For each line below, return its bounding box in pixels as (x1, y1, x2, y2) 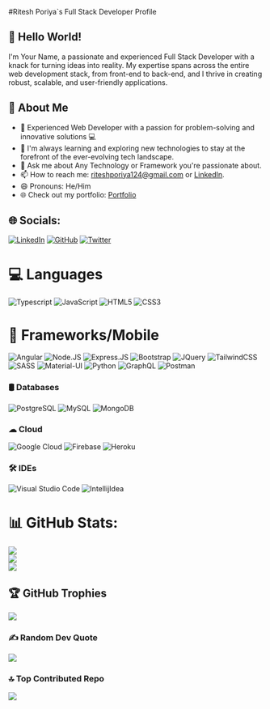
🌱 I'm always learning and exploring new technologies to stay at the (19, 143, 246, 153)
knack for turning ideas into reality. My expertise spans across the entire (8, 60, 250, 70)
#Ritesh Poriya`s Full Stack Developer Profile (8, 7, 157, 16)
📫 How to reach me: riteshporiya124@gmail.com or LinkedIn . (19, 169, 225, 179)
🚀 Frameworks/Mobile (8, 325, 160, 344)
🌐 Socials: (8, 214, 61, 227)
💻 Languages (8, 265, 103, 283)
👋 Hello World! (8, 30, 82, 44)
